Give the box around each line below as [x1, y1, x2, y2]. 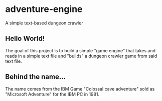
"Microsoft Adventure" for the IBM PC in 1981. [5, 91, 99, 97]
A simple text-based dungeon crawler [5, 20, 84, 26]
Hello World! [5, 34, 45, 43]
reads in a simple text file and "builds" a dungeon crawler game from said [5, 53, 157, 59]
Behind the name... [5, 73, 66, 81]
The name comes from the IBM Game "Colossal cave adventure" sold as [5, 86, 155, 92]
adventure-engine [5, 3, 83, 15]
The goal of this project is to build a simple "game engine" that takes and [5, 47, 155, 53]
